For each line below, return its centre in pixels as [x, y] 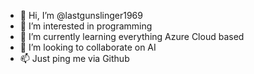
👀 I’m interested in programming [86, 26]
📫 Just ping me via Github [74, 58]
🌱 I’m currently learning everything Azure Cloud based [132, 36]
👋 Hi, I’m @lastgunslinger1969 [81, 15]
